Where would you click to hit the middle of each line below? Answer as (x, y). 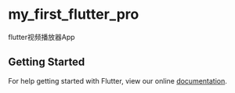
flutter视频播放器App (42, 37)
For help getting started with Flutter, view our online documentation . (117, 80)
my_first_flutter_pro (74, 14)
